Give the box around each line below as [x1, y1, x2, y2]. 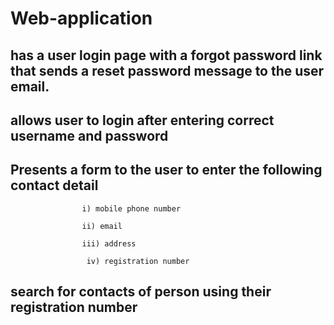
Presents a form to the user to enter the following [10, 162, 323, 179]
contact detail [10, 177, 99, 194]
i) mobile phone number [81, 203, 182, 214]
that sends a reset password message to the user [10, 62, 325, 79]
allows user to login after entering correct [10, 112, 275, 129]
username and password [10, 127, 169, 144]
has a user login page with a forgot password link [10, 47, 323, 64]
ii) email [81, 221, 123, 231]
